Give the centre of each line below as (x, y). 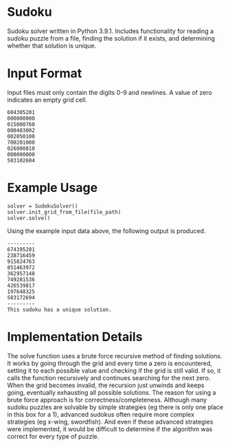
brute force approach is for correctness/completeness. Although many (107, 400)
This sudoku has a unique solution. (59, 309)
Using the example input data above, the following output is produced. (106, 230)
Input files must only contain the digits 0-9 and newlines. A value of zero (110, 92)
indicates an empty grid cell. (47, 100)
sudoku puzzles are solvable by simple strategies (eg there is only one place (115, 407)
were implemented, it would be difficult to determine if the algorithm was (110, 429)
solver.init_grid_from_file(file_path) (64, 212)
